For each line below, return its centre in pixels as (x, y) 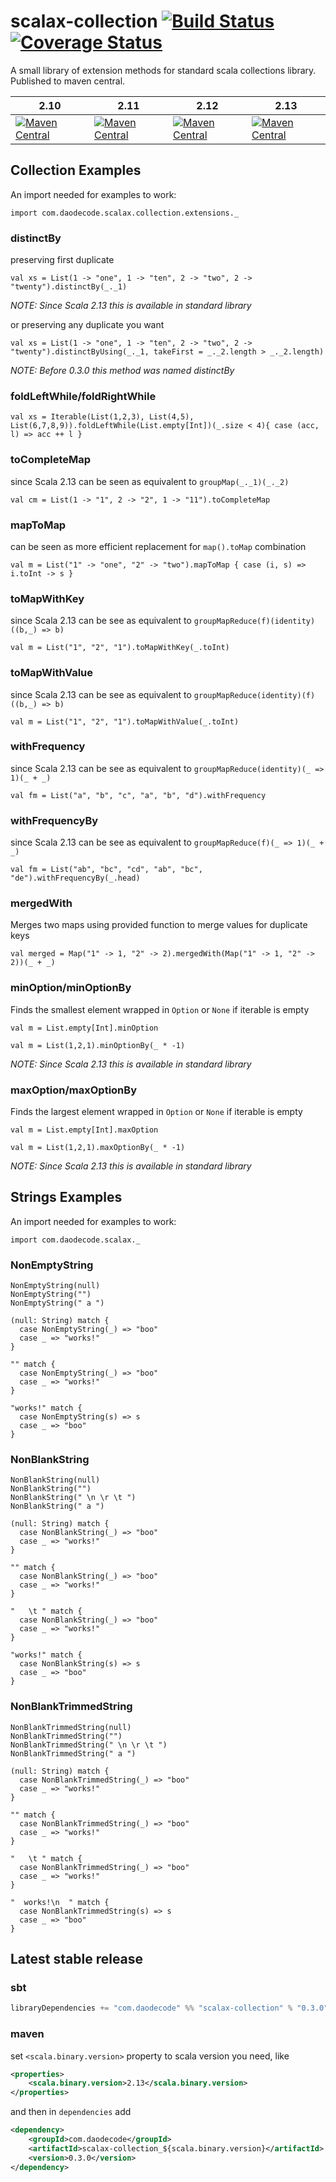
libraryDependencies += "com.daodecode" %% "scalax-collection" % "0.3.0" (169, 2008)
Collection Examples (76, 170)
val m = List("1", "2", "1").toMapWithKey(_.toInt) (120, 648)
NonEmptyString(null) (55, 1286)
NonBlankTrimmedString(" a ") (73, 1753)
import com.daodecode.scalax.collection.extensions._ (125, 213)
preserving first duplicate (62, 260)
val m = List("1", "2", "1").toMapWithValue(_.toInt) (125, 721)
